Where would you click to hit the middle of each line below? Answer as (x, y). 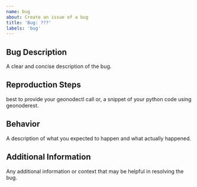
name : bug (18, 12)
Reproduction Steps (43, 85)
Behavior (23, 124)
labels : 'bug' (24, 28)
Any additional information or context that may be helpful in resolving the (95, 171)
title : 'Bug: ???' (29, 22)
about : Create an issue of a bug (47, 17)
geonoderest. (22, 105)
